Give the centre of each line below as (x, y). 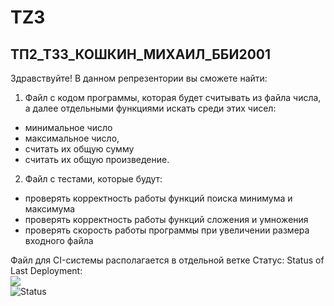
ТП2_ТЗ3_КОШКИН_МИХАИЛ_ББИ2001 (141, 54)
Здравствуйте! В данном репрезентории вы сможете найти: (139, 78)
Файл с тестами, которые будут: (93, 179)
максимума (50, 209)
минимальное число (68, 127)
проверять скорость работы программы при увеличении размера (167, 230)
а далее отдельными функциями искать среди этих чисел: (150, 108)
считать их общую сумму (79, 149)
